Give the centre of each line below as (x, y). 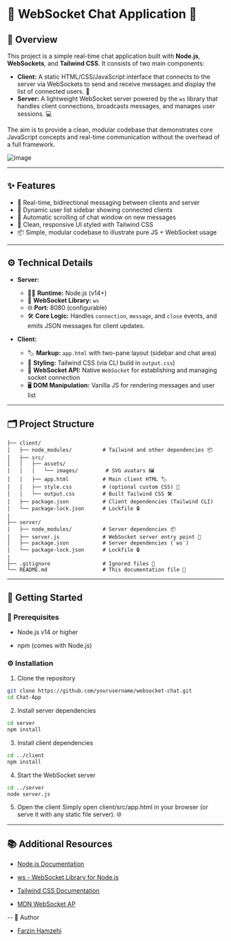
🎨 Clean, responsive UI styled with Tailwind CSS (85, 224)
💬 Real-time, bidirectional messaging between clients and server (108, 202)
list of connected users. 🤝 (53, 91)
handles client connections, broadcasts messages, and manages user (116, 106)
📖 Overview (32, 40)
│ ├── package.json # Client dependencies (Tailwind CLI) (110, 502)
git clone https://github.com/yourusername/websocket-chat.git (100, 691)
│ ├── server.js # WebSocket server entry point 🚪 (104, 537)
